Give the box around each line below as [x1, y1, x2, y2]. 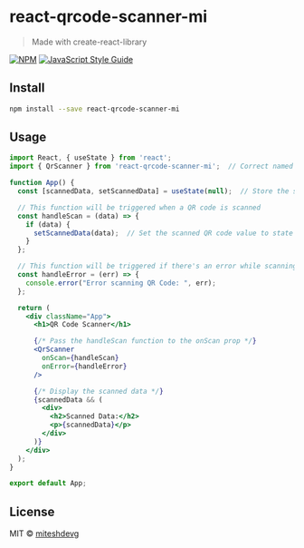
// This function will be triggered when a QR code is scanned [17, 202, 261, 212]
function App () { [9, 179, 75, 188]
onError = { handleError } [42, 361, 128, 371]
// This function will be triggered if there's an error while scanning [17, 261, 298, 271]
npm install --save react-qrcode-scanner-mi [9, 104, 180, 113]
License [9, 504, 55, 519]
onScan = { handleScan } [42, 354, 119, 363]
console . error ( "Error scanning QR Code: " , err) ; [25, 279, 217, 288]
